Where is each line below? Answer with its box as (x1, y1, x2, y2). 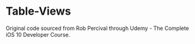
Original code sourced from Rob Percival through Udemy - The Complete (5, 24, 190, 32)
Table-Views (5, 4, 71, 18)
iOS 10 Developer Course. (5, 31, 71, 38)
